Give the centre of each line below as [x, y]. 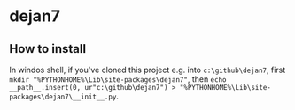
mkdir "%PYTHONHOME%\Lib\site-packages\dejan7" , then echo [118, 79]
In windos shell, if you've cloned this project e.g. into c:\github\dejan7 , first [147, 70]
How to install [48, 49]
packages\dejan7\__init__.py [63, 97]
